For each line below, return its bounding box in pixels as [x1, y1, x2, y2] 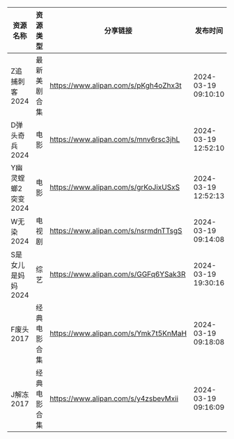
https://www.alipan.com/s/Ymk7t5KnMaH [49, 328, 187, 338]
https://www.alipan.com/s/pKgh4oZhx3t [49, 81, 182, 90]
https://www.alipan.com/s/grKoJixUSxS [49, 182, 180, 192]
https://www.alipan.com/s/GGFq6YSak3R [49, 269, 186, 279]
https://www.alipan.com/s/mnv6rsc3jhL [49, 135, 180, 144]
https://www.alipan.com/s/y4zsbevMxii [49, 394, 179, 403]
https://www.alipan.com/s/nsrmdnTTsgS [49, 226, 182, 235]
